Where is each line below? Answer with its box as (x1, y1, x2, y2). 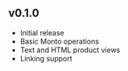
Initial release (19, 27, 64, 37)
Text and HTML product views (19, 44, 121, 55)
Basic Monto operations (19, 36, 99, 46)
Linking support (19, 53, 72, 63)
